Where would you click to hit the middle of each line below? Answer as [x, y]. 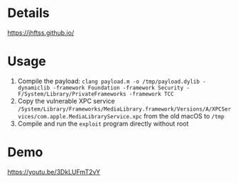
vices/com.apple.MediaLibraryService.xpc [80, 116]
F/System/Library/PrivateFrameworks [72, 94]
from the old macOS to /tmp [184, 116]
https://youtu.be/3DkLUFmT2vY [54, 172]
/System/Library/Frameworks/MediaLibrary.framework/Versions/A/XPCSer [124, 109]
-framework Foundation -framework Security [118, 88]
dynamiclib [34, 88]
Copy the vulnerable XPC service [66, 101]
